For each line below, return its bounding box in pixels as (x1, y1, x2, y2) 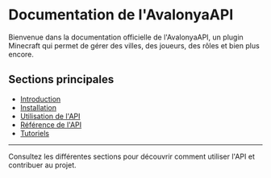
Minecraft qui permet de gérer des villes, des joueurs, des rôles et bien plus (8, 40, 260, 50)
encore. (8, 49, 35, 59)
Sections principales (8, 72, 115, 86)
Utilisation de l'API (19, 111, 81, 121)
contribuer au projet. (8, 159, 77, 170)
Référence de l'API (19, 119, 82, 130)
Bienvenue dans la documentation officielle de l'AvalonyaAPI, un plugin (8, 32, 244, 42)
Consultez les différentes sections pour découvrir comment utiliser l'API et (8, 151, 256, 161)
